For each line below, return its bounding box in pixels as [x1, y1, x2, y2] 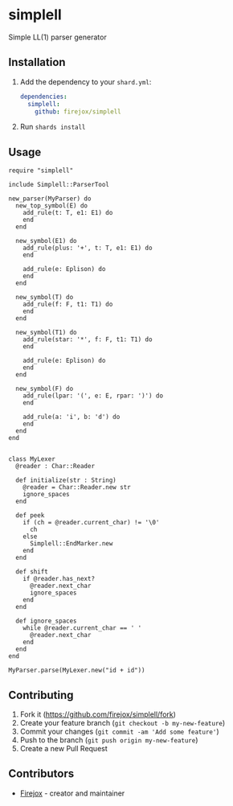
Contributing [8, 688, 74, 701]
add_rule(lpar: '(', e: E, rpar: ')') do [22, 392, 163, 400]
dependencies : [19, 93, 67, 101]
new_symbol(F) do [15, 384, 74, 393]
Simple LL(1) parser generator [8, 32, 107, 42]
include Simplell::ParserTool [8, 181, 110, 189]
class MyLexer [8, 455, 56, 463]
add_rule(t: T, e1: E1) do [22, 209, 113, 217]
